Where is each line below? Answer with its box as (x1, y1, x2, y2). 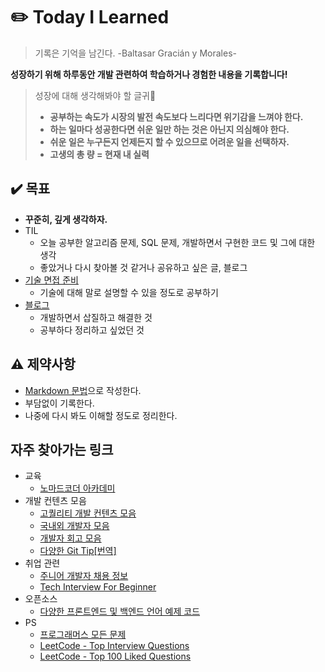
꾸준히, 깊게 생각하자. (24, 213, 108, 225)
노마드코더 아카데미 (39, 482, 116, 494)
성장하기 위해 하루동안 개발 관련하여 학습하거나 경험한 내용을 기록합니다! (10, 68, 288, 80)
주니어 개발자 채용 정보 (39, 570, 129, 582)
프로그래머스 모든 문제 (39, 629, 127, 641)
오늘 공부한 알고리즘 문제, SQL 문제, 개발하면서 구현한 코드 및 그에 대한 (39, 236, 316, 248)
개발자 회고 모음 (39, 532, 102, 544)
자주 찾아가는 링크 (10, 441, 114, 458)
